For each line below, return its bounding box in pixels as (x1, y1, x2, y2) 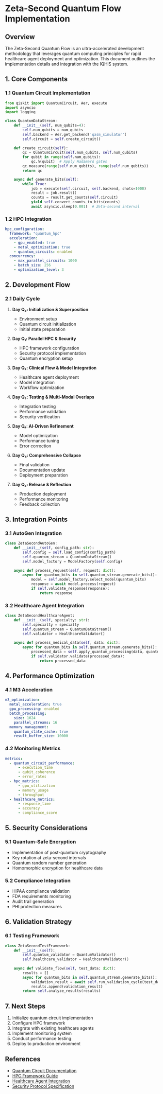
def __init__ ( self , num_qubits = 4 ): (14, 123, 86, 128)
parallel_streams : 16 (14, 720, 57, 725)
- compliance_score (17, 811, 57, 815)
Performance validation (19, 408, 66, 414)
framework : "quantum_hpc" (9, 231, 62, 236)
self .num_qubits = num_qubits (22, 127, 83, 133)
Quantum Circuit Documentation (12, 1068, 77, 1074)
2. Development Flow (5, 281, 70, 289)
